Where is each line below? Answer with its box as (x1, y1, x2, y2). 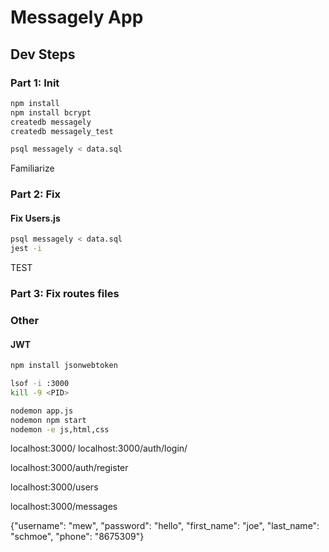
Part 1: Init (10, 76, 60, 90)
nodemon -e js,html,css (10, 424, 110, 435)
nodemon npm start (10, 415, 87, 425)
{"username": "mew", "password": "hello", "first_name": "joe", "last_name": (10, 520, 320, 532)
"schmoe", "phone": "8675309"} (10, 531, 145, 543)
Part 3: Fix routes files (10, 287, 120, 301)
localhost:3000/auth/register (10, 462, 129, 474)
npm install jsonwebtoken (10, 361, 118, 371)
